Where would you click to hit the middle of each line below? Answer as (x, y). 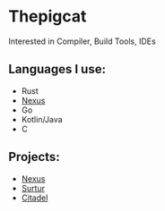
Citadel (35, 198)
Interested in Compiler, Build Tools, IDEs (82, 41)
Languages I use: (57, 69)
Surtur (33, 188)
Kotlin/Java (42, 119)
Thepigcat (48, 17)
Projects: (34, 157)
